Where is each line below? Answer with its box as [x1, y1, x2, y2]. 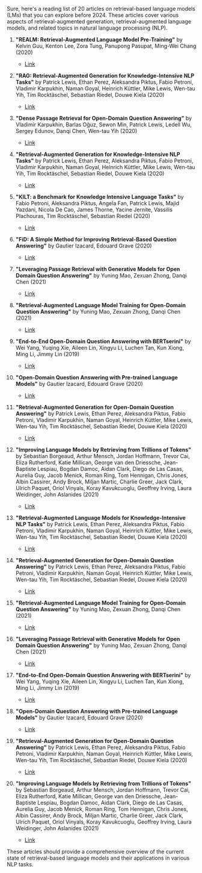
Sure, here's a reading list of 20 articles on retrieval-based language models [7, 5, 196, 12]
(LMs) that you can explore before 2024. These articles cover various [7, 11, 179, 19]
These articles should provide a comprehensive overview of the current [7, 848, 184, 855]
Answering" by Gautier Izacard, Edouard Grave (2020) [15, 242, 152, 249]
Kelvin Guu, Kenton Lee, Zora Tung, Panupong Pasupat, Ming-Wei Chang [15, 42, 197, 49]
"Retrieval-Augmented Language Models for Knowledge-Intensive [15, 514, 186, 521]
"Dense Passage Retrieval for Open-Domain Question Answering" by [15, 114, 192, 122]
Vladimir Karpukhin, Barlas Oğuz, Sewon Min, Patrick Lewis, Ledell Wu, [15, 121, 192, 128]
